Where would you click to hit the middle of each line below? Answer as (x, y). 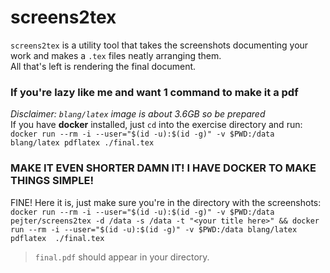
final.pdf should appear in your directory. (122, 257)
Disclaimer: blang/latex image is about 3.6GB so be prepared (138, 114)
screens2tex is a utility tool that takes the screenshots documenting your (159, 45)
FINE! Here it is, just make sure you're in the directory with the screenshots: (166, 202)
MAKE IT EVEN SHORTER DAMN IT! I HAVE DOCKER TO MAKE (163, 168)
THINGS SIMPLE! (52, 181)
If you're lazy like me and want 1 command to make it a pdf (154, 92)
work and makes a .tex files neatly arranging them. (116, 55)
